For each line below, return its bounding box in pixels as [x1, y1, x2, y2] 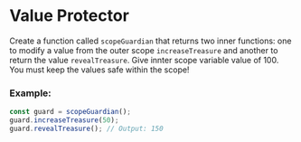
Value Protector [9, 5, 129, 26]
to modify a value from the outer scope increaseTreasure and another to [9, 44, 278, 55]
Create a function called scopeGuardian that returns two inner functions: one [9, 35, 292, 46]
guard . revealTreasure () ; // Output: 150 [9, 124, 165, 133]
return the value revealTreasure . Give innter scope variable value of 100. [9, 54, 279, 65]
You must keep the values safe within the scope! [9, 64, 190, 75]
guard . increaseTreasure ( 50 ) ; [9, 116, 119, 125]
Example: [9, 87, 52, 99]
